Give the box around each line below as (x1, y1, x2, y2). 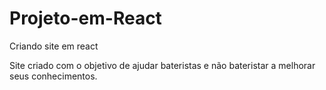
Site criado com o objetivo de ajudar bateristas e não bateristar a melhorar (9, 59, 316, 71)
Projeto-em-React (9, 7, 162, 30)
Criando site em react (9, 40, 99, 52)
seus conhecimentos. (9, 70, 98, 82)
